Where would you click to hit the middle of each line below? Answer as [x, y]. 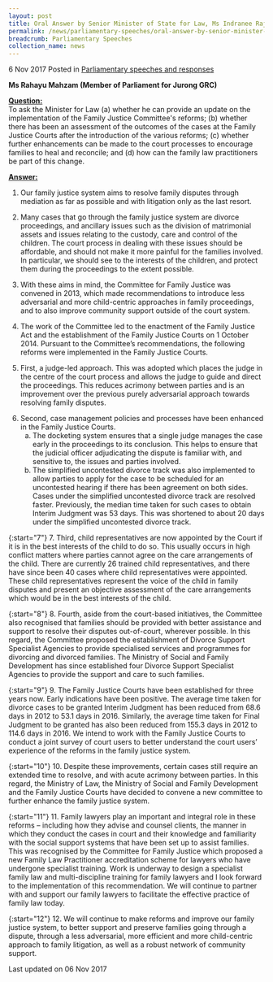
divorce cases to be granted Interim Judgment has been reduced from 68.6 [135, 707]
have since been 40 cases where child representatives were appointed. [128, 572]
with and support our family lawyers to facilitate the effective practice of [129, 894]
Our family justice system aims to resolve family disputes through [130, 193]
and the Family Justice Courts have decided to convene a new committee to [136, 793]
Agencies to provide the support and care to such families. [106, 675]
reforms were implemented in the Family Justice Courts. [114, 352]
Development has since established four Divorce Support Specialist [121, 666]
